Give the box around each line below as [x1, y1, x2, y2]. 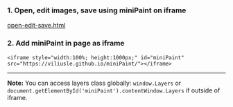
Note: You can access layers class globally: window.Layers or [7, 79, 182, 87]
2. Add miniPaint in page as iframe [7, 39, 125, 48]
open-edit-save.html [7, 21, 66, 30]
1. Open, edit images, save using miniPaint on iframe [7, 6, 187, 15]
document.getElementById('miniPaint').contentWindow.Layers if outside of [7, 86, 221, 95]
